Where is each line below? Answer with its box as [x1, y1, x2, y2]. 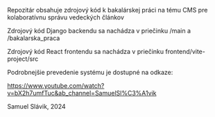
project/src [7, 55, 39, 63]
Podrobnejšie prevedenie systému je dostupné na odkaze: [7, 69, 173, 76]
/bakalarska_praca [7, 34, 60, 42]
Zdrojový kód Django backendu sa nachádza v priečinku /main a [7, 27, 191, 35]
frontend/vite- [165, 48, 206, 55]
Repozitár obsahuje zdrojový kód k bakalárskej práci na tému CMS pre [7, 6, 208, 14]
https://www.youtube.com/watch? [7, 82, 105, 89]
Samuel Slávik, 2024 [7, 102, 66, 110]
